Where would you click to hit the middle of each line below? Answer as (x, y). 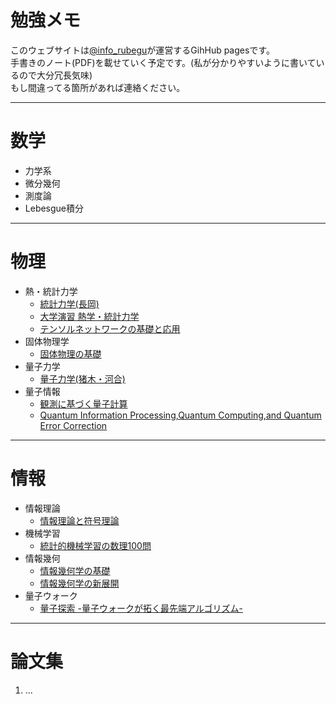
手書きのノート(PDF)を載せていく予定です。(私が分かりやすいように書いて (163, 62)
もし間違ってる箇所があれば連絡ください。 (98, 87)
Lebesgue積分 (54, 208)
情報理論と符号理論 (79, 520)
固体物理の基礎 (70, 353)
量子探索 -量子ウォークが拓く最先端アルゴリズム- (141, 608)
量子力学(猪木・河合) (82, 378)
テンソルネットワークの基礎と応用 (110, 328)
